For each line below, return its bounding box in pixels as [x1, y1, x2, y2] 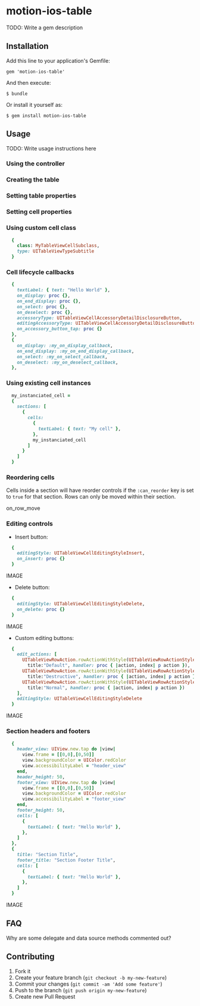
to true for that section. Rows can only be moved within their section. [6, 493, 176, 500]
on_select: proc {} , [17, 303, 68, 310]
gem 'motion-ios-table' [6, 69, 65, 75]
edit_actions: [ [17, 651, 58, 657]
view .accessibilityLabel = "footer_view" [21, 796, 127, 802]
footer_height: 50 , [17, 807, 65, 813]
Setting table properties [6, 192, 77, 200]
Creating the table [6, 176, 60, 184]
